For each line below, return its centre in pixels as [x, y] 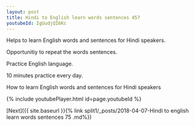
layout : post [23, 12]
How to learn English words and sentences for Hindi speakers [84, 87]
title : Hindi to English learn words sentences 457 [73, 18]
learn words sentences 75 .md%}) [49, 117]
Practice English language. [40, 64]
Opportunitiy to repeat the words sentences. [62, 52]
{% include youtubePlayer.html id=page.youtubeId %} [74, 99]
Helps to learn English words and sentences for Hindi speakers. [86, 41]
